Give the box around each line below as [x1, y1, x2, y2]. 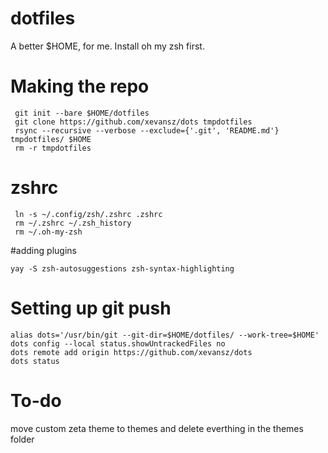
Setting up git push [10, 297, 172, 319]
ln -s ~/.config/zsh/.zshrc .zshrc [14, 209, 163, 219]
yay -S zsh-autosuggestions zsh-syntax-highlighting [10, 263, 235, 274]
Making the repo [10, 75, 150, 98]
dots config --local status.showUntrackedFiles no [10, 338, 226, 349]
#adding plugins [10, 244, 77, 256]
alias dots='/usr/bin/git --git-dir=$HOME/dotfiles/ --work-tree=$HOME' [10, 330, 320, 340]
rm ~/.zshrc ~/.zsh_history [14, 218, 132, 228]
